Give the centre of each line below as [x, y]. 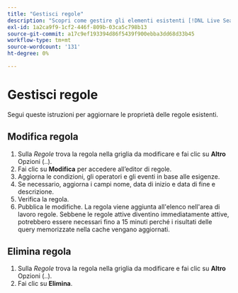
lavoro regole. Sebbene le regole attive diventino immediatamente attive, [123, 214]
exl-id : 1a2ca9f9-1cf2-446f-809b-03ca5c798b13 [77, 27]
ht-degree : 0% [28, 54]
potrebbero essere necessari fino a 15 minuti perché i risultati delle [115, 221]
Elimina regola [39, 251]
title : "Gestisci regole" [45, 14]
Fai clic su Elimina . [45, 284]
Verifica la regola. [43, 199]
